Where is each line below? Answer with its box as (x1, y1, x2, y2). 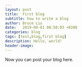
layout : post (5, 7, 32, 12)
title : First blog (5, 12, 45, 17)
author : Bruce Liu (5, 20, 42, 26)
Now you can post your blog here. (5, 56, 74, 62)
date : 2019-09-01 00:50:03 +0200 (5, 25, 78, 30)
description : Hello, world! (5, 39, 62, 44)
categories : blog (5, 30, 41, 34)
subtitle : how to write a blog (5, 16, 69, 21)
